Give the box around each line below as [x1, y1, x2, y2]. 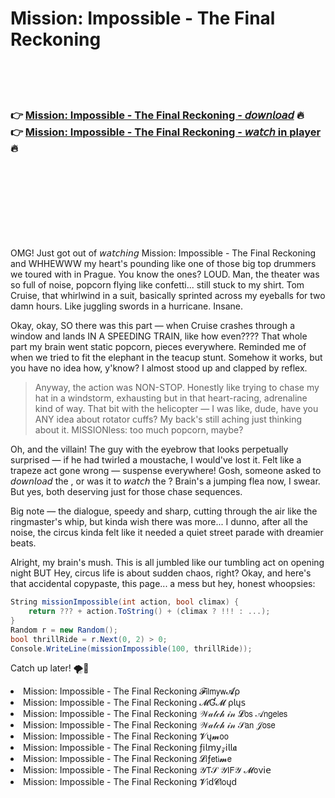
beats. [10, 537, 37, 549]
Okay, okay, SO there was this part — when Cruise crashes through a [10, 320, 296, 332]
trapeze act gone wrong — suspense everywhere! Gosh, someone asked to [10, 465, 322, 477]
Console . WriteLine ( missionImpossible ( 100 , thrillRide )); [10, 643, 253, 654]
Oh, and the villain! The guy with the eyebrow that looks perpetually [10, 443, 289, 456]
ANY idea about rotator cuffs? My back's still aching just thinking [34, 413, 303, 426]
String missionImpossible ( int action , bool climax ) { [10, 597, 240, 607]
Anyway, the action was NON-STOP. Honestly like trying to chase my [34, 382, 320, 394]
